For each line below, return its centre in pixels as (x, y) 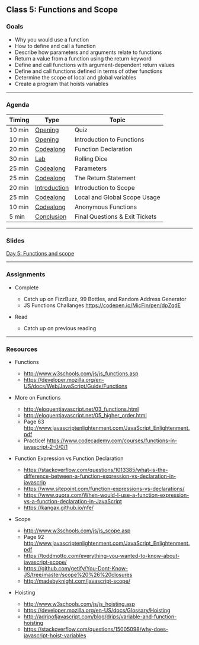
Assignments (26, 274)
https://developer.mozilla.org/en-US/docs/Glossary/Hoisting (97, 610)
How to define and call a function (55, 46)
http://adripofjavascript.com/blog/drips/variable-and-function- (100, 617)
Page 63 (34, 422)
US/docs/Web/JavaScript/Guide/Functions (75, 386)
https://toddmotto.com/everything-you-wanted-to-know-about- (102, 555)
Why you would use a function (52, 39)
